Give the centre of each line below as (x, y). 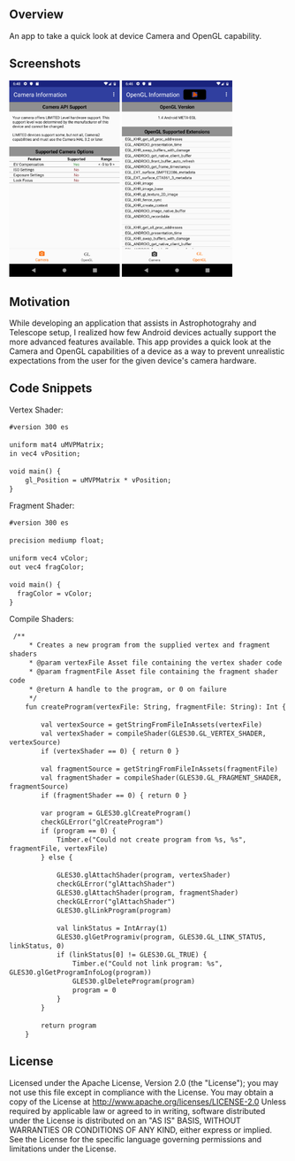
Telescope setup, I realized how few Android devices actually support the (143, 332)
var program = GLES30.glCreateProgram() (116, 813)
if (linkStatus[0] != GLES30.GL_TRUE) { (132, 955)
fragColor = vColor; (55, 593)
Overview (37, 15)
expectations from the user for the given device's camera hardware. (133, 360)
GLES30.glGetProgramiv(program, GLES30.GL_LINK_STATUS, (161, 937)
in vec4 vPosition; (45, 454)
